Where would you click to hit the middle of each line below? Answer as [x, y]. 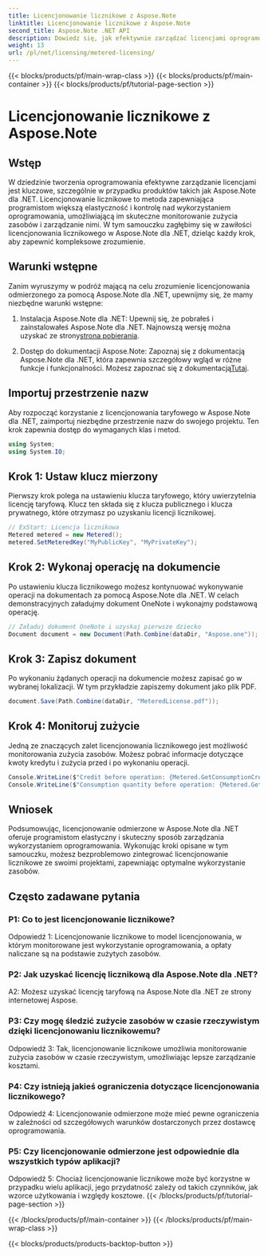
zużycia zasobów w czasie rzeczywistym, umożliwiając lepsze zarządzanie [132, 1057]
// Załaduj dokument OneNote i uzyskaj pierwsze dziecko [105, 626]
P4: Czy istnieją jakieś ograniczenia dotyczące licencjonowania [134, 1086]
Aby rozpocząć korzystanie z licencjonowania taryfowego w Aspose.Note [129, 412]
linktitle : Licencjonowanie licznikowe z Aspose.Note [100, 23]
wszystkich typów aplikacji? [65, 1161]
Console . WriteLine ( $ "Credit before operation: [87, 777]
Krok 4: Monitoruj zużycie [74, 726]
